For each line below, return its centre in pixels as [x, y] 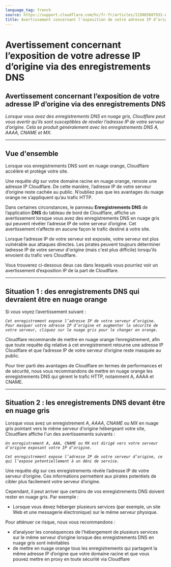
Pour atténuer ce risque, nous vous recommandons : [60, 522]
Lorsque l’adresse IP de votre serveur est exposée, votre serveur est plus [82, 239]
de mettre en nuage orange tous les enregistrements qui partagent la [85, 548]
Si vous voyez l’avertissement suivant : [46, 312]
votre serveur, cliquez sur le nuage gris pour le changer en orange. [82, 330]
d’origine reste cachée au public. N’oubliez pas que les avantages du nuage [84, 192]
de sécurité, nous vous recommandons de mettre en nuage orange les [79, 371]
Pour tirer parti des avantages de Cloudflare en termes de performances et [84, 365]
